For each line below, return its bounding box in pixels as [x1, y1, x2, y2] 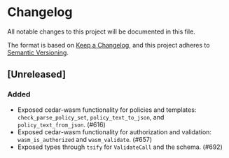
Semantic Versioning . [7, 48, 69, 57]
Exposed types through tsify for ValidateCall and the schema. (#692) [17, 143, 223, 151]
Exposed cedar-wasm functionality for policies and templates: [17, 106, 197, 114]
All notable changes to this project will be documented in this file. [7, 27, 196, 36]
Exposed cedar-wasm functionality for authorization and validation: [17, 127, 212, 136]
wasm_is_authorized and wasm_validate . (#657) [17, 135, 153, 143]
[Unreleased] [7, 69, 67, 80]
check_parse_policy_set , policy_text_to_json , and [17, 113, 165, 121]
